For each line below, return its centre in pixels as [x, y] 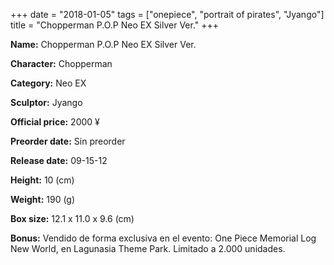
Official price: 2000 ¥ [55, 122]
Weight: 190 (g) [43, 199]
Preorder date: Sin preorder [68, 141]
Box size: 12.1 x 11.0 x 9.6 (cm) [72, 218]
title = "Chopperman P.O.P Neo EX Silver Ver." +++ [115, 25]
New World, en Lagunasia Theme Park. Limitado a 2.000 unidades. [148, 248]
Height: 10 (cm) [42, 180]
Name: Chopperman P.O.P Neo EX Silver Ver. [103, 44]
